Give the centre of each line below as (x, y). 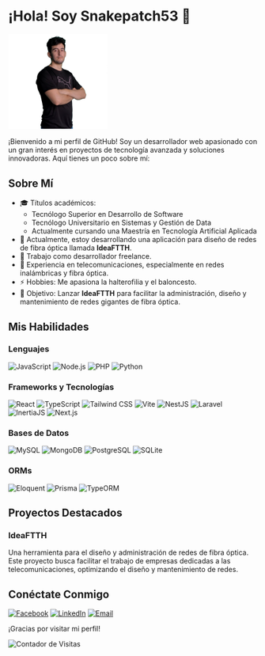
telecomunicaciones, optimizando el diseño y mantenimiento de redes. (123, 570)
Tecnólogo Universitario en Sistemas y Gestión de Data (121, 223)
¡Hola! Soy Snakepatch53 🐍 (100, 16)
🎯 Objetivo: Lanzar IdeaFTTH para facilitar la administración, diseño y (133, 294)
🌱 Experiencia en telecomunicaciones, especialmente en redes (122, 265)
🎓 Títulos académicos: (58, 203)
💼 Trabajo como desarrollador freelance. (85, 256)
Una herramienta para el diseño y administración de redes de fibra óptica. (129, 552)
